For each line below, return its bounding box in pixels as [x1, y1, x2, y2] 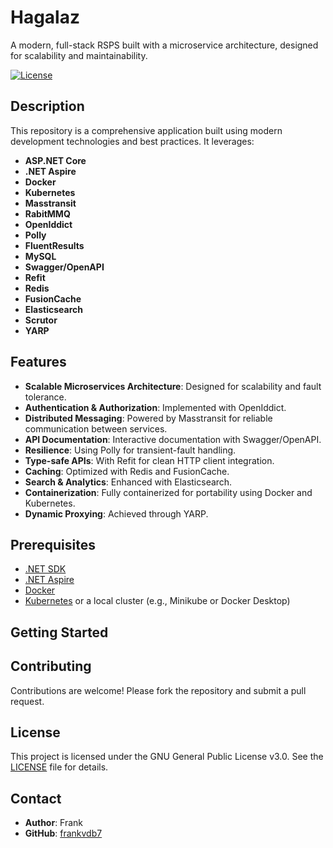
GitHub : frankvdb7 [24, 827, 103, 840]
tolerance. [24, 391, 67, 403]
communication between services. [24, 422, 168, 435]
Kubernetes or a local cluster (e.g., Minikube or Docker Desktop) [24, 595, 291, 607]
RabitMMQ [24, 207, 71, 220]
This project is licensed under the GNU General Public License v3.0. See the [10, 751, 324, 763]
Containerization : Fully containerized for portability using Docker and [24, 486, 313, 498]
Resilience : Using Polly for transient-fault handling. [24, 444, 237, 456]
